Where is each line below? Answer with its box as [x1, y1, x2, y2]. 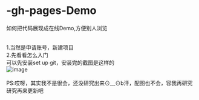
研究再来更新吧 [6, 87, 44, 94]
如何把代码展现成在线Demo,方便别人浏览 [6, 24, 108, 32]
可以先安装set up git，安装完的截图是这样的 [6, 59, 115, 66]
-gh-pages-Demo [6, 4, 97, 18]
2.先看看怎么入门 [6, 51, 48, 58]
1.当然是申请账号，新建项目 [6, 44, 74, 51]
